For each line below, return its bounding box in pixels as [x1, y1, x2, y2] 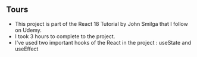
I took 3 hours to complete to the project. [14, 32, 115, 40]
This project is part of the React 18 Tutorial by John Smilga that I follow [14, 20, 189, 27]
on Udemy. [14, 26, 42, 33]
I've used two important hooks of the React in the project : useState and [14, 39, 192, 46]
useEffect [14, 45, 39, 52]
